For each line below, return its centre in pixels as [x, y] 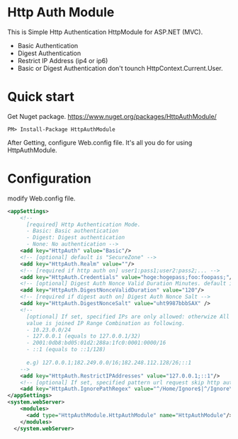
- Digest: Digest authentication [75, 238]
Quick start [41, 97]
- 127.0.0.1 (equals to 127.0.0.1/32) [83, 336]
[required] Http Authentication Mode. [83, 224]
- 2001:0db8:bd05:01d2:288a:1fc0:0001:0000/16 [96, 343]
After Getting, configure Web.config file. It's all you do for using [100, 142]
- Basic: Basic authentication [72, 231]
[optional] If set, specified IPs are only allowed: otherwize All [128, 317]
